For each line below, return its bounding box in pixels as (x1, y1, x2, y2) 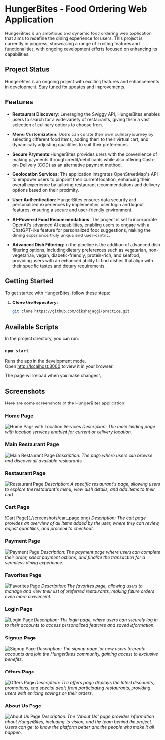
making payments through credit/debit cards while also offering (12, 156, 142, 162)
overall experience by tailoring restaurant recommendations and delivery (12, 181, 160, 188)
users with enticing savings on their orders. (5, 690, 93, 696)
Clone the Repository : (12, 300, 58, 305)
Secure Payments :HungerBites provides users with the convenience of (12, 151, 157, 157)
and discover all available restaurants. (5, 457, 83, 464)
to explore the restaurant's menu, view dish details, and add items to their (5, 486, 155, 492)
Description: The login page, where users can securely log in (33, 617, 158, 623)
